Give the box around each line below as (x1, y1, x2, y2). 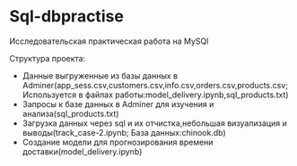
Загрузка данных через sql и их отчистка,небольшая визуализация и (22, 118, 287, 129)
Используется (22, 89, 77, 100)
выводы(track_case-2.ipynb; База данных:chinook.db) (22, 127, 226, 137)
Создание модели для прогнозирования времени (22, 137, 214, 147)
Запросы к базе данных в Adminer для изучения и (22, 98, 214, 109)
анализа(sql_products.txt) (22, 108, 119, 119)
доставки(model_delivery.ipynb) (22, 145, 143, 157)
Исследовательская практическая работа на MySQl (9, 36, 209, 46)
